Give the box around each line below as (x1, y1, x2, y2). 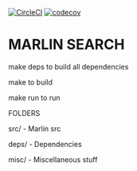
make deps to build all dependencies (8, 62, 129, 71)
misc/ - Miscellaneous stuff (8, 154, 98, 164)
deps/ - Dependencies (8, 139, 82, 149)
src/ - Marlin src (8, 124, 61, 133)
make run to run (8, 93, 61, 102)
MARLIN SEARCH (8, 36, 125, 54)
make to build (8, 77, 53, 87)
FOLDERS (8, 108, 41, 117)
